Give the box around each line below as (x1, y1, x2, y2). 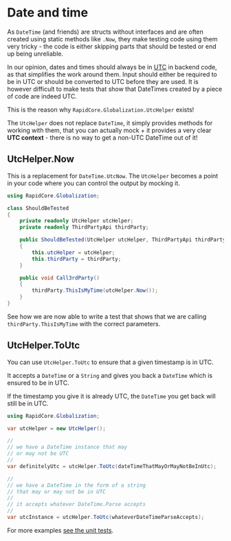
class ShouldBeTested (7, 204, 69, 211)
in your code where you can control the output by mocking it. (7, 179, 180, 187)
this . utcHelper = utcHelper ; (32, 249, 115, 256)
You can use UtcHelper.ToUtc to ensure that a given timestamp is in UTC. (7, 358, 214, 366)
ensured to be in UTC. (7, 379, 70, 387)
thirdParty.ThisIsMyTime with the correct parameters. (7, 319, 161, 328)
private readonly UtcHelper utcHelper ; (19, 218, 134, 224)
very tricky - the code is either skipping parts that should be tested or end (7, 42, 217, 50)
